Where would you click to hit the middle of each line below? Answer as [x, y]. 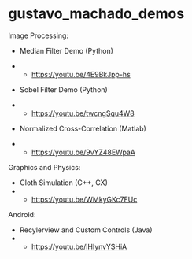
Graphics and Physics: [44, 167]
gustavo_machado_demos [96, 14]
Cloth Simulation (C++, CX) [63, 183]
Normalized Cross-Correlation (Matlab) [83, 128]
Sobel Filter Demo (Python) [63, 89]
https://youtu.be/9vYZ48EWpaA [83, 152]
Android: [22, 214]
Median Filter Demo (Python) [66, 50]
